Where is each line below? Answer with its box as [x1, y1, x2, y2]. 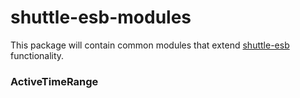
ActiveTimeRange [10, 74, 99, 88]
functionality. [10, 49, 65, 61]
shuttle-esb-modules [10, 6, 192, 29]
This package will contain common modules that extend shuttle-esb [10, 39, 290, 51]
